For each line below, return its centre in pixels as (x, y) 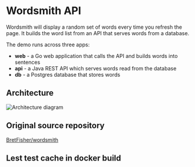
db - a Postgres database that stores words (67, 74)
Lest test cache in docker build (64, 158)
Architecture (30, 93)
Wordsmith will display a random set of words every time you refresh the (94, 27)
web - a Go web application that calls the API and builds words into (96, 56)
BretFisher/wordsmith (32, 139)
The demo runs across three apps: (48, 45)
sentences (27, 62)
